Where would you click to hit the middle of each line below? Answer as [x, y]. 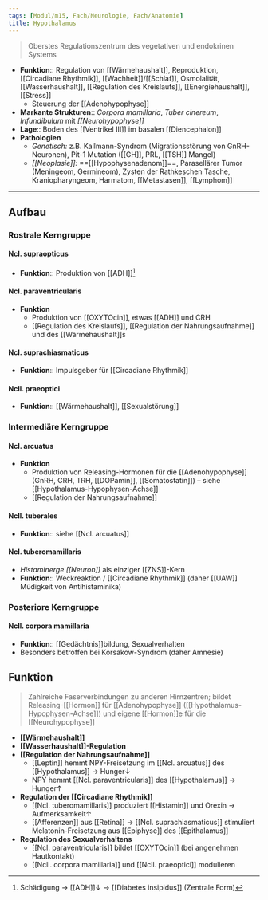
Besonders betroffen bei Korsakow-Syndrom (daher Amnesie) [121, 652]
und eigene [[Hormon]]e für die [154, 713]
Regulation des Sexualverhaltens [76, 839]
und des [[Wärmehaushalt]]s [79, 334]
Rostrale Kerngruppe [50, 234]
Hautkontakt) [53, 856]
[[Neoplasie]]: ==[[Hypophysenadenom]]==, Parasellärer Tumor [137, 163]
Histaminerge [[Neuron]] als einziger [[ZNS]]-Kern [102, 569]
